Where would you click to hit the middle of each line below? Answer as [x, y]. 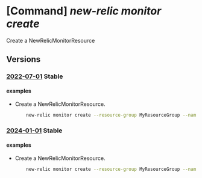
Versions [24, 59]
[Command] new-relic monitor [84, 11]
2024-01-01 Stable [34, 130]
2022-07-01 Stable [35, 76]
